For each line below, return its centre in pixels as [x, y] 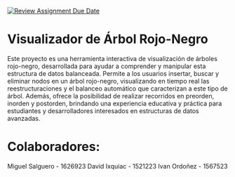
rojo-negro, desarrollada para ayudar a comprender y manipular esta [107, 66]
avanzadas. [24, 118]
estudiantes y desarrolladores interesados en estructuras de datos [103, 111]
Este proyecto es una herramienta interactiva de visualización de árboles [112, 58]
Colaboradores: [54, 147]
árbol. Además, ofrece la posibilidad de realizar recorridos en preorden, [111, 96]
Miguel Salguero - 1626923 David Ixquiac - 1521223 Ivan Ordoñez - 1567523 [117, 166]
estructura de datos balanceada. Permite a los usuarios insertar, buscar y [113, 73]
